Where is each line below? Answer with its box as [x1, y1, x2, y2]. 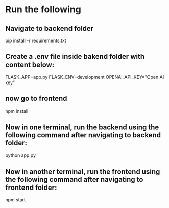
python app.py [5, 152, 36, 158]
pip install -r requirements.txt [5, 37, 66, 44]
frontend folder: [5, 183, 57, 192]
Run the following [5, 4, 82, 15]
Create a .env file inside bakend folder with [5, 52, 144, 61]
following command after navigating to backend [5, 131, 161, 139]
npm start [5, 197, 26, 203]
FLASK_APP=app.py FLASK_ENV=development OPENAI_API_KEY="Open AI [5, 74, 164, 80]
